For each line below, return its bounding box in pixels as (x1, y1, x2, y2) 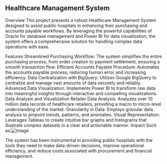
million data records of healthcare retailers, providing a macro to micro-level (5, 101, 162, 107)
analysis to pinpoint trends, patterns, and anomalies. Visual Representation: (5, 112, 160, 118)
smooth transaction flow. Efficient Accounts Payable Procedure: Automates (5, 64, 160, 70)
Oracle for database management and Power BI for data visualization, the (5, 33, 156, 39)
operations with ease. (5, 43, 50, 49)
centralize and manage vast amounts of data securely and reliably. (5, 80, 142, 86)
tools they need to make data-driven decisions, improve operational (5, 142, 144, 149)
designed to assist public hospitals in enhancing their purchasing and (5, 22, 148, 28)
